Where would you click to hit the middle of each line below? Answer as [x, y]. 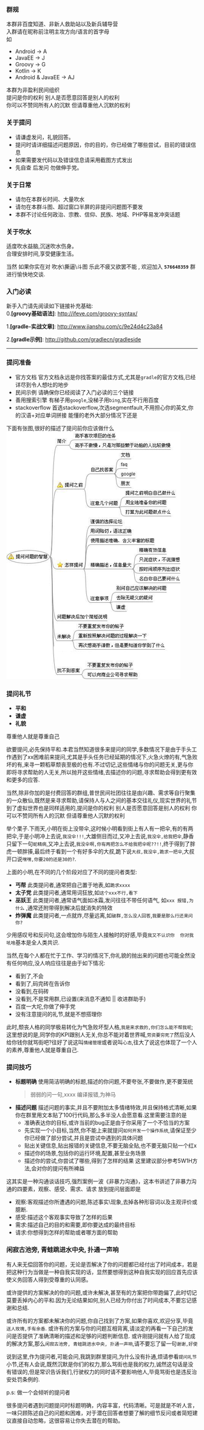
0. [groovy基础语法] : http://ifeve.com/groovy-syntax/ [72, 314]
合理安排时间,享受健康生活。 [42, 254]
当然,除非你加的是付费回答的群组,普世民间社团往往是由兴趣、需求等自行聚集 [101, 793]
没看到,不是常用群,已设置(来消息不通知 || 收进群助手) [80, 999]
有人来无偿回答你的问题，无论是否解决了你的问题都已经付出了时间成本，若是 [102, 1264]
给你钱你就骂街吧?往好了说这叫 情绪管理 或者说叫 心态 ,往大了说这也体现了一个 [99, 1042]
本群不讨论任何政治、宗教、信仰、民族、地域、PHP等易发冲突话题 [98, 214]
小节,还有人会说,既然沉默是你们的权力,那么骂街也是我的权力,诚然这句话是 [97, 1364]
